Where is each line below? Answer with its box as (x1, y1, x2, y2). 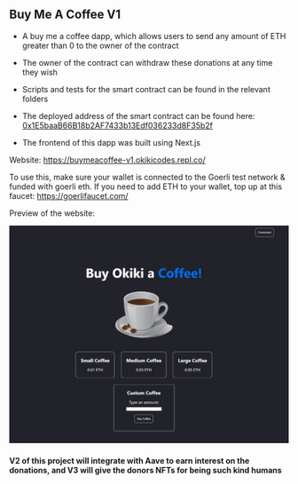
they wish (21, 67, 58, 77)
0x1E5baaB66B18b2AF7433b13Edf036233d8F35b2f (21, 120, 213, 131)
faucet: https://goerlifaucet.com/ (9, 190, 129, 201)
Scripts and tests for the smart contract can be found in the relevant (21, 83, 271, 94)
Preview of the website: (9, 208, 96, 218)
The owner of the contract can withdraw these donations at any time (21, 57, 273, 67)
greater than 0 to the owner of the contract (21, 40, 179, 51)
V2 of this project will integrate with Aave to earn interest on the (9, 455, 250, 465)
